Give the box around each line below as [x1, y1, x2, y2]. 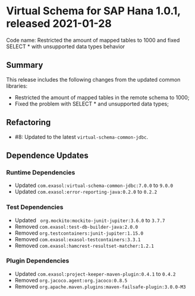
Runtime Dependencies [6, 168, 76, 176]
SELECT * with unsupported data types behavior [6, 43, 125, 50]
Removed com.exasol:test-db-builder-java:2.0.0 [14, 223, 139, 230]
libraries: [6, 82, 28, 89]
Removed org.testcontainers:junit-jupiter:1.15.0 [14, 229, 144, 236]
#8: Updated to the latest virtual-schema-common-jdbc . [14, 133, 149, 141]
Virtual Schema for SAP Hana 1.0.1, [6, 4, 181, 18]
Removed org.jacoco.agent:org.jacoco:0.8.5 [14, 276, 128, 283]
